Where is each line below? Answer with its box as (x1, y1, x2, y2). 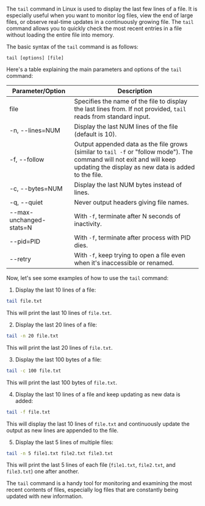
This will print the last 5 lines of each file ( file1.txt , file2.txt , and (6, 461, 176, 469)
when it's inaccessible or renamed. (74, 259, 174, 267)
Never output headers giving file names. (74, 198, 189, 206)
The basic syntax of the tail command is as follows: (6, 43, 138, 50)
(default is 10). (74, 130, 117, 138)
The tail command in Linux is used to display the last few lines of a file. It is (6, 6, 198, 12)
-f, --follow (9, 156, 45, 164)
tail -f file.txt (6, 409, 51, 415)
